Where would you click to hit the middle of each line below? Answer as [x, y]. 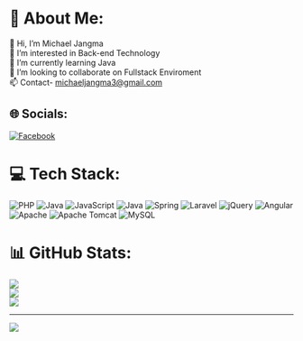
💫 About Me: [57, 18]
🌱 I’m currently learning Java [63, 62]
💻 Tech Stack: [65, 174]
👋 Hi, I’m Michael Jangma [56, 43]
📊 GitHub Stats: [71, 253]
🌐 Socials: [39, 114]
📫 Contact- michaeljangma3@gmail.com [86, 82]
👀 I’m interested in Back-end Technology [85, 52]
